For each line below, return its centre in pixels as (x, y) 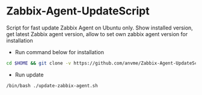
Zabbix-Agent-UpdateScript (78, 11)
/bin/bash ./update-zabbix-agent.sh (52, 85)
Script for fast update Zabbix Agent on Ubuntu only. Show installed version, (100, 28)
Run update (29, 75)
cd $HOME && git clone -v (38, 63)
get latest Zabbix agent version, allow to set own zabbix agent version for (97, 34)
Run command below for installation (59, 52)
